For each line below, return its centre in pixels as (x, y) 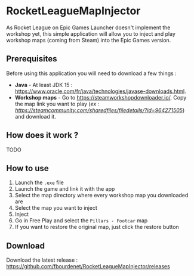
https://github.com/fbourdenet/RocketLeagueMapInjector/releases (88, 266)
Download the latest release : (42, 260)
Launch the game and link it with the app (65, 189)
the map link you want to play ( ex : (57, 104)
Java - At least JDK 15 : (44, 85)
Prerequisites (32, 59)
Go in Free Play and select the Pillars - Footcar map (81, 221)
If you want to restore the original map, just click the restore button (97, 227)
